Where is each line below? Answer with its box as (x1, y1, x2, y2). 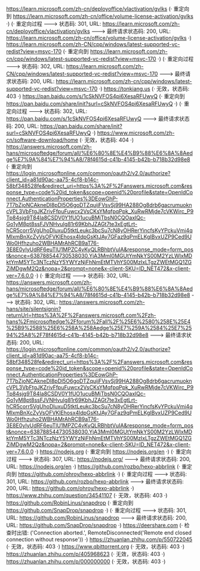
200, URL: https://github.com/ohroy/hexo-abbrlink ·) (6, 485, 134, 491)
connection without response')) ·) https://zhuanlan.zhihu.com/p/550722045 (6, 536, 193, 543)
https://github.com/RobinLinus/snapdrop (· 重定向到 (6, 499, 134, 506)
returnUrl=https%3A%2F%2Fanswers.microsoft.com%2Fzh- (6, 312, 156, 319)
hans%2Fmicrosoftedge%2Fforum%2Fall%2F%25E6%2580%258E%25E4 (6, 318, 191, 325)
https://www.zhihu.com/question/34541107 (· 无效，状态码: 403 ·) (6, 492, 168, 499)
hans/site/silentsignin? (6, 306, 61, 312)
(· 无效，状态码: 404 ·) (79, 136, 134, 143)
